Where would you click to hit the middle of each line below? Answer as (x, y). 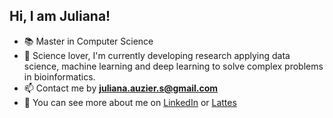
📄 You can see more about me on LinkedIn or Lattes (130, 102)
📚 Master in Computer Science (88, 41)
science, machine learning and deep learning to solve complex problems (173, 66)
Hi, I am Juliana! (60, 16)
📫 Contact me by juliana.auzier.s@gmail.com (121, 88)
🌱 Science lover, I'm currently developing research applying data (157, 55)
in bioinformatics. (59, 76)
